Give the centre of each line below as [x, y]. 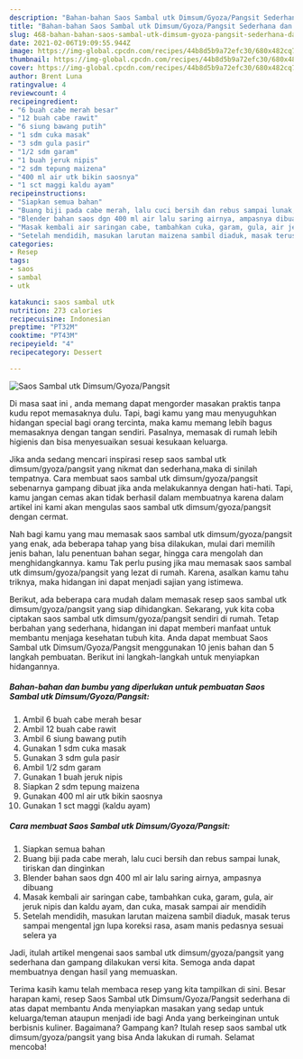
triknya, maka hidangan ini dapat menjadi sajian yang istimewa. [126, 581]
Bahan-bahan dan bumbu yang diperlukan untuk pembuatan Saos [137, 687]
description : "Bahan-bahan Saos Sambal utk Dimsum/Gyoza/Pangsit [134, 18]
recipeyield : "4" [42, 344]
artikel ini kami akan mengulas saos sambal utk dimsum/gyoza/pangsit [140, 507]
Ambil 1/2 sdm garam [62, 767]
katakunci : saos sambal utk [62, 302]
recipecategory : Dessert [56, 352]
